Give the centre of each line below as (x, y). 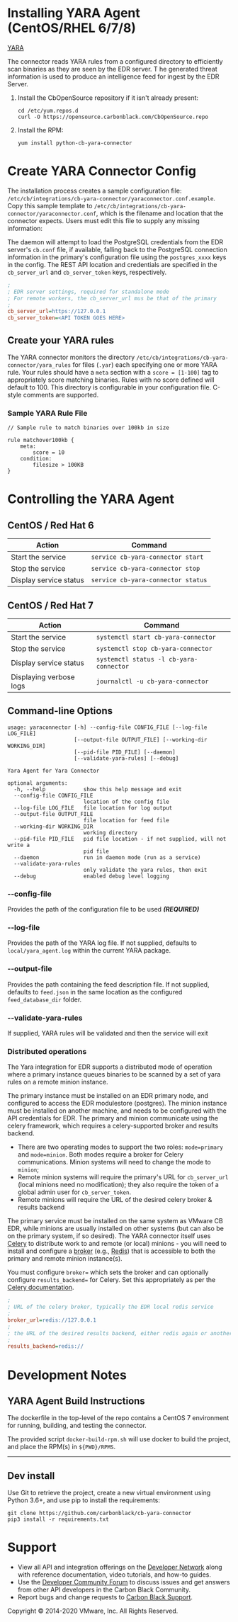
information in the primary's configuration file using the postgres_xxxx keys (117, 257)
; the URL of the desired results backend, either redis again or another (120, 1333)
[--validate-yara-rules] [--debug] (126, 758)
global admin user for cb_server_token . (74, 1192)
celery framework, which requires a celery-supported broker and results (113, 1126)
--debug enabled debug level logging (92, 876)
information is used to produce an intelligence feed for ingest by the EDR (113, 76)
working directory (110, 833)
